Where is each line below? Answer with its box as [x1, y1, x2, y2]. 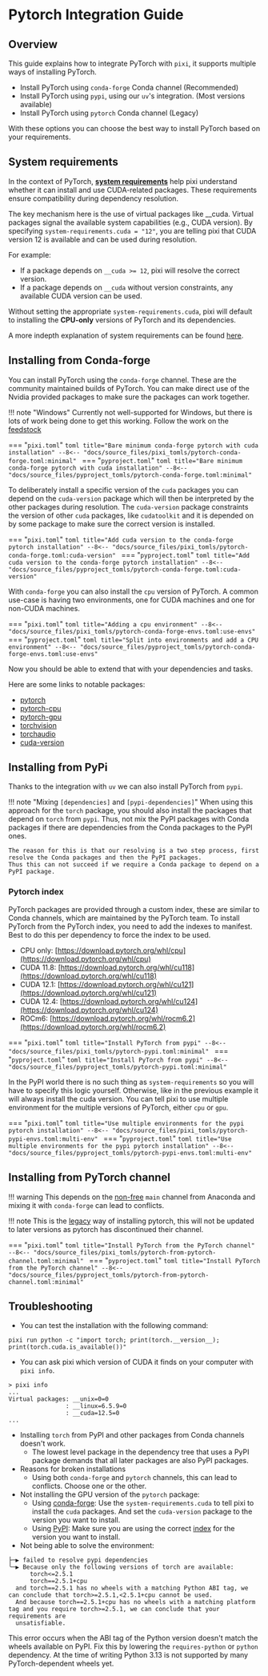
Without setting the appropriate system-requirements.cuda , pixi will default [8, 306, 253, 316]
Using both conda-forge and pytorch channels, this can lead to [31, 1473, 238, 1482]
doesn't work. [19, 1438, 66, 1449]
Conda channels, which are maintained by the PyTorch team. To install [8, 913, 240, 922]
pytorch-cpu [19, 703, 62, 713]
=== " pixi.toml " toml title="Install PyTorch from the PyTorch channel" [8, 1240, 255, 1250]
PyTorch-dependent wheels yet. [8, 1658, 114, 1669]
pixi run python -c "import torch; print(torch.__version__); [8, 1336, 220, 1345]
